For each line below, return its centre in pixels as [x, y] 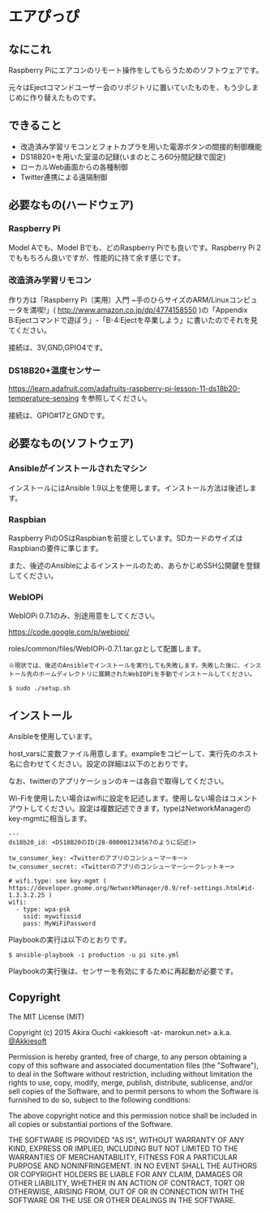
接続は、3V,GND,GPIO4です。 [58, 347]
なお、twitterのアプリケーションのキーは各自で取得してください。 [118, 781]
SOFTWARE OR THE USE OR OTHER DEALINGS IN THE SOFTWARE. [122, 1200]
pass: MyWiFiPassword [59, 924]
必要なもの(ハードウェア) [71, 205]
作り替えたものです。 [65, 97]
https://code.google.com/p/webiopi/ [69, 632]
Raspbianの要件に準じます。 [56, 548]
